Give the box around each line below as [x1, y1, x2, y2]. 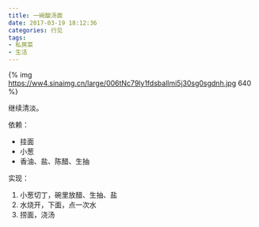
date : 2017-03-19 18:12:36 [8, 19, 97, 27]
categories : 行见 [8, 26, 63, 34]
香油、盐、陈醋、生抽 [19, 157, 90, 166]
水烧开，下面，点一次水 [19, 200, 97, 210]
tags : [8, 33, 26, 42]
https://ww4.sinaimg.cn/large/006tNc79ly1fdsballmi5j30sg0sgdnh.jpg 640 [8, 78, 252, 88]
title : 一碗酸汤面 [8, 11, 63, 20]
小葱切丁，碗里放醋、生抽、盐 [19, 191, 117, 199]
